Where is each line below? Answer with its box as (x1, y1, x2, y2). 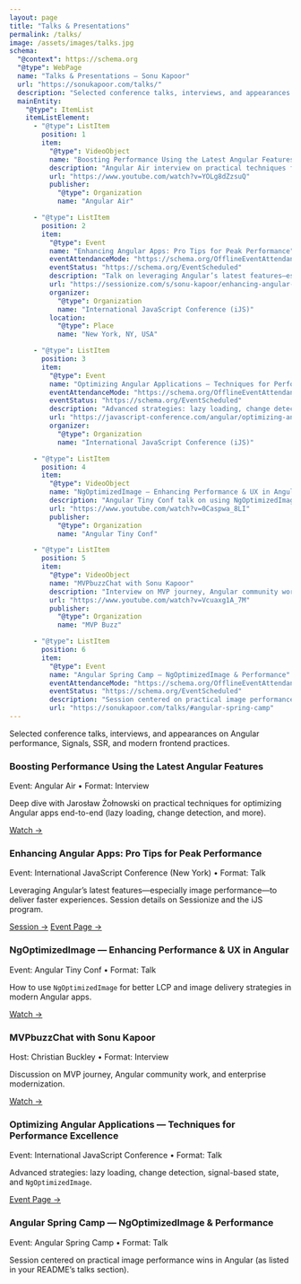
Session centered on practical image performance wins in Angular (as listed (9, 1254, 289, 1265)
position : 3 (41, 355, 87, 364)
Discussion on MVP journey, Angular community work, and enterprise (9, 1069, 267, 1080)
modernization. (9, 1078, 65, 1089)
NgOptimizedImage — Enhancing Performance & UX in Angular (9, 944, 289, 956)
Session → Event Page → (9, 921, 103, 932)
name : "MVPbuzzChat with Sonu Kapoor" (48, 578, 194, 588)
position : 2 (41, 221, 87, 230)
